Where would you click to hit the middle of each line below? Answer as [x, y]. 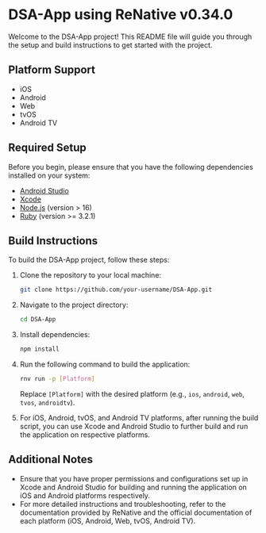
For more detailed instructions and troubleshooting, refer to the [123, 504]
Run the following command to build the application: [105, 364]
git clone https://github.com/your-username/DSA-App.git [116, 290]
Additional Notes [51, 460]
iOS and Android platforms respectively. [85, 495]
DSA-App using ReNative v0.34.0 [121, 15]
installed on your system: [49, 175]
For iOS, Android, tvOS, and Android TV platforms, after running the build [139, 417]
